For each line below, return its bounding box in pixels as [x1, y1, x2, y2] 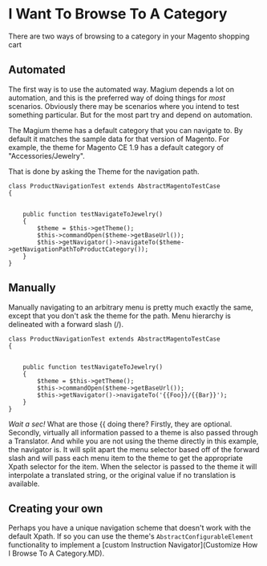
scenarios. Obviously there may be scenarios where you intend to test [8, 101, 240, 111]
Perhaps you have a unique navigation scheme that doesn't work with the [8, 523, 251, 533]
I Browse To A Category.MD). [8, 548, 105, 558]
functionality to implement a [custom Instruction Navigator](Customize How [8, 540, 258, 550]
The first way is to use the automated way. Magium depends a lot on [8, 84, 235, 94]
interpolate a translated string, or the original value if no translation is [8, 470, 237, 479]
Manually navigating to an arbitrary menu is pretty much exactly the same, [8, 302, 254, 312]
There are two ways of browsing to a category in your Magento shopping [8, 31, 250, 41]
